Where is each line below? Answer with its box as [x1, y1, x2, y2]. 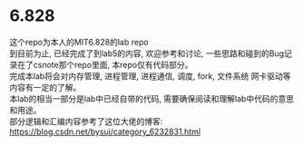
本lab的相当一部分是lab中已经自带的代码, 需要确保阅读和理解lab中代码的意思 [9, 92, 295, 104]
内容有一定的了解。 [9, 82, 82, 92]
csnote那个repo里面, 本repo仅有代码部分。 [33, 59, 193, 70]
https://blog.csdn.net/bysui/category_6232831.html [9, 126, 201, 137]
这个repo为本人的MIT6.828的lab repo [9, 36, 149, 47]
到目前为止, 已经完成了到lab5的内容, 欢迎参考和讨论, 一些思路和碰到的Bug [9, 47, 285, 59]
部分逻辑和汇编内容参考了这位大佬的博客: [9, 115, 163, 127]
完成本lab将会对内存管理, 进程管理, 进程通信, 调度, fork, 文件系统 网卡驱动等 [9, 70, 291, 82]
